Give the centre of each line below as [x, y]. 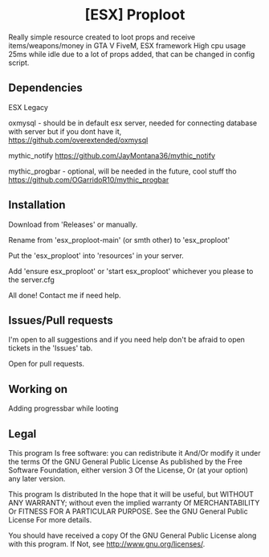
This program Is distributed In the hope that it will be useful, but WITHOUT [131, 494]
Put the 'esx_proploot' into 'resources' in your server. [96, 256]
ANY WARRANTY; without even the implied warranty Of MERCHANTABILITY [134, 503]
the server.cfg [31, 280]
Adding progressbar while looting [63, 408]
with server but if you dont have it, [65, 131]
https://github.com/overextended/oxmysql [78, 140]
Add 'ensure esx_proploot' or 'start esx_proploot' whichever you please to [131, 271]
